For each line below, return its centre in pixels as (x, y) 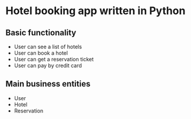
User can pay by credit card (48, 65)
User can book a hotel (41, 53)
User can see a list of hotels (48, 47)
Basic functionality (41, 33)
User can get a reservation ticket (54, 59)
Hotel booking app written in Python (95, 11)
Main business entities (48, 84)
